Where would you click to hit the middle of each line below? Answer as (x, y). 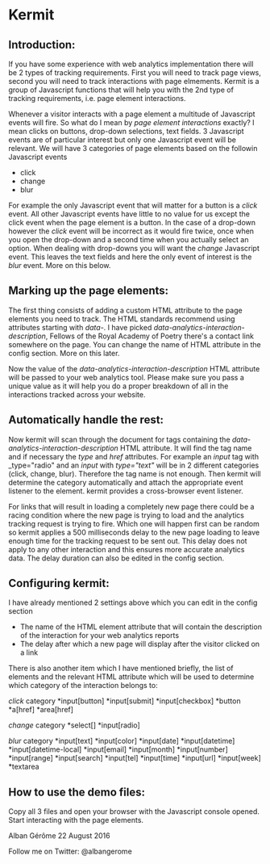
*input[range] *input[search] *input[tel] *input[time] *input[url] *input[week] (135, 758)
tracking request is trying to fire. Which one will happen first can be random (134, 523)
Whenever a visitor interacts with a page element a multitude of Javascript (132, 114)
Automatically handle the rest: (86, 420)
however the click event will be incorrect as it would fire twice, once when (131, 231)
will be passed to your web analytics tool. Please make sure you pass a (126, 377)
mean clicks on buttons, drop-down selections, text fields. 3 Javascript (126, 131)
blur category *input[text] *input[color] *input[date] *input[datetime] (122, 741)
